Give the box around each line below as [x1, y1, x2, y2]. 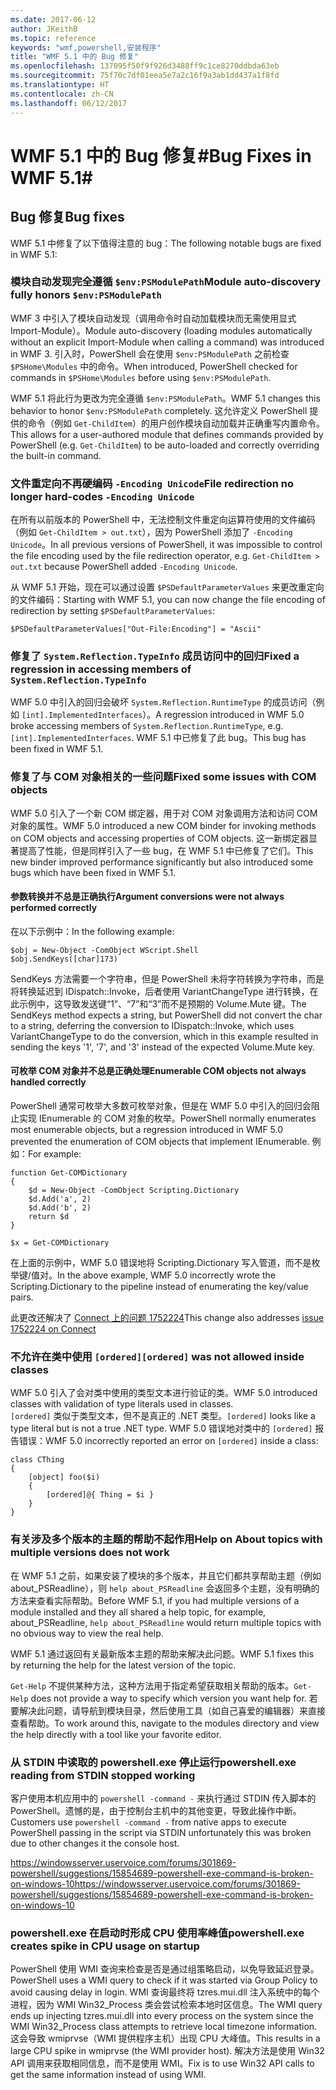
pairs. [10, 1291, 34, 1303]
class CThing [10, 1455, 65, 1465]
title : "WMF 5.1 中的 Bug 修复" [10, 52, 140, 62]
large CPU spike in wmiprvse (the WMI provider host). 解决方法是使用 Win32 [10, 2045, 325, 2057]
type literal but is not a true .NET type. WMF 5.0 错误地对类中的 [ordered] [10, 1422, 313, 1435]
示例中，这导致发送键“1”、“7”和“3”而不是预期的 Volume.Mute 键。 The [18, 997, 307, 1010]
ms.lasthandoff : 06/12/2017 [10, 98, 128, 108]
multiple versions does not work [10, 1546, 170, 1560]
